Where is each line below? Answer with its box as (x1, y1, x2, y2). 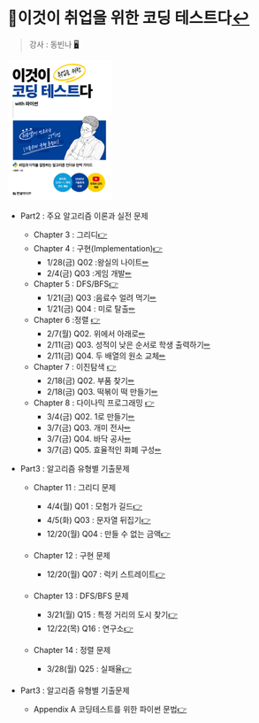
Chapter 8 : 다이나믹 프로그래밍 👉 (33, 397, 155, 408)
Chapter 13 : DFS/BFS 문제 (33, 590, 129, 601)
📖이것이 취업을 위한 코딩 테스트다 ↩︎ (7, 8, 250, 28)
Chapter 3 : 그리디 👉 (33, 229, 108, 240)
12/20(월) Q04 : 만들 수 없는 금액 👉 (46, 528, 171, 539)
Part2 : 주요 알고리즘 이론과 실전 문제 (19, 210, 149, 221)
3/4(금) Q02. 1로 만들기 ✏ (46, 411, 135, 421)
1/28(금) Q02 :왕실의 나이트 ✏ (46, 257, 149, 267)
